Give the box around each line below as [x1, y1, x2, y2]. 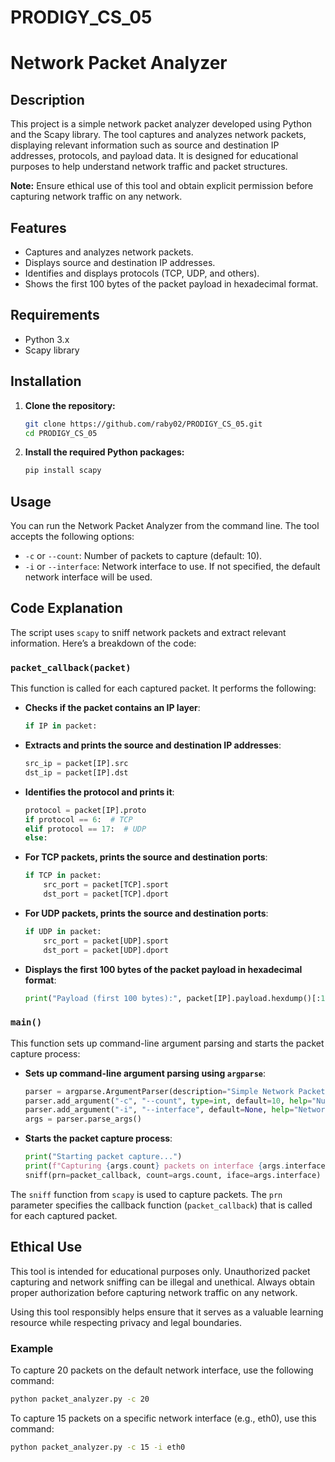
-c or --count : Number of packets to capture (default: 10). [24, 550, 263, 562]
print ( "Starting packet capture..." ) [24, 1152, 183, 1162]
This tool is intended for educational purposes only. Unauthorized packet [10, 1265, 311, 1277]
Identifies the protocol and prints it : [24, 786, 175, 798]
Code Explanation [10, 600, 123, 617]
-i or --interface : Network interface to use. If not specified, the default [24, 561, 321, 573]
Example [10, 1341, 54, 1355]
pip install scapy [24, 466, 102, 476]
